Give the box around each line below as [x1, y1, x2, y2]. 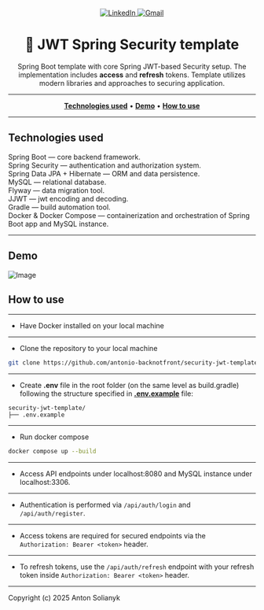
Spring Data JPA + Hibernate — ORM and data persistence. [8, 168, 200, 178]
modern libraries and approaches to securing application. [38, 78, 225, 87]
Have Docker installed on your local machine [19, 321, 165, 331]
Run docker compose [19, 432, 90, 442]
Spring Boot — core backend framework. [8, 152, 141, 161]
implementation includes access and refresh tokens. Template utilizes [18, 70, 246, 79]
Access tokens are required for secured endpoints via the [19, 531, 206, 541]
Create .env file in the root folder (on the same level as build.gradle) [19, 381, 240, 390]
